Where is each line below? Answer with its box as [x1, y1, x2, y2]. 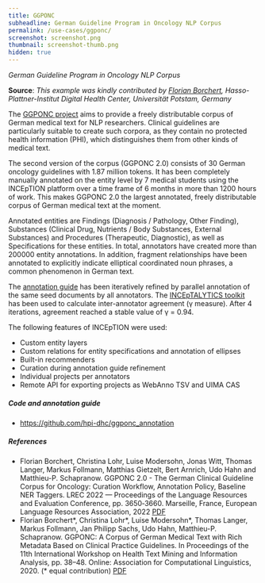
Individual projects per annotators [19, 372, 131, 381]
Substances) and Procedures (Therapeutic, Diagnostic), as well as [8, 233, 225, 242]
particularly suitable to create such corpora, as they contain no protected [8, 126, 248, 136]
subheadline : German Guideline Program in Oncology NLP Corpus [8, 19, 222, 27]
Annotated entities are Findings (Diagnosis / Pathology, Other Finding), [8, 216, 240, 225]
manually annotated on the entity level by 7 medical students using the [8, 175, 240, 185]
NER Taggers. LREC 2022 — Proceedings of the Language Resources [19, 489, 248, 500]
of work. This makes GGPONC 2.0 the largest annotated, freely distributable [8, 192, 256, 201]
